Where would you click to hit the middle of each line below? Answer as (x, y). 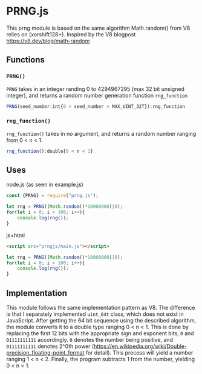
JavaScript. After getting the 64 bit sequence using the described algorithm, (101, 321)
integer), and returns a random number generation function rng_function (97, 95)
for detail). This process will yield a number (139, 353)
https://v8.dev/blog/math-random (48, 41)
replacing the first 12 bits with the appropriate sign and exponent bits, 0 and (100, 333)
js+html (16, 235)
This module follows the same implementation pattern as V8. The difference (101, 308)
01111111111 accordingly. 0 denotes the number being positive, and (90, 340)
